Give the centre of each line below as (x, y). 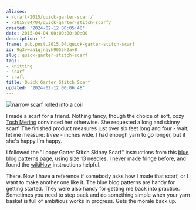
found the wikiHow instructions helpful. (53, 164)
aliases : (17, 11)
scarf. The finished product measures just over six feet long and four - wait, (97, 128)
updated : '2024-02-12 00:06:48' (45, 88)
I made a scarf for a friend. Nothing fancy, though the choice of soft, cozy (95, 116)
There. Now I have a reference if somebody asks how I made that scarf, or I (97, 176)
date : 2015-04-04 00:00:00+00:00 (47, 33)
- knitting (19, 66)
